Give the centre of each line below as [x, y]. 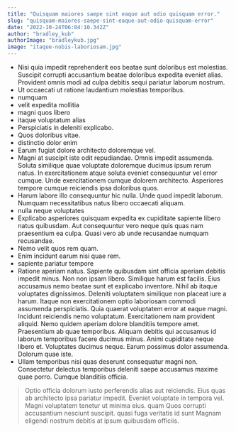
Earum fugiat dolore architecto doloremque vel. [86, 150]
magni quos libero [44, 112]
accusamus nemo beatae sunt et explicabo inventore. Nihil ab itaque [118, 286]
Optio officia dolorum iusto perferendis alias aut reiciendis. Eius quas [125, 390]
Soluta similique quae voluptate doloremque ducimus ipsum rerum [114, 165]
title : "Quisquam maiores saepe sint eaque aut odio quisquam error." [114, 14]
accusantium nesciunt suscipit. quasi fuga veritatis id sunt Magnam [123, 413]
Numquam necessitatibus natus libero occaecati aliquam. [101, 203]
